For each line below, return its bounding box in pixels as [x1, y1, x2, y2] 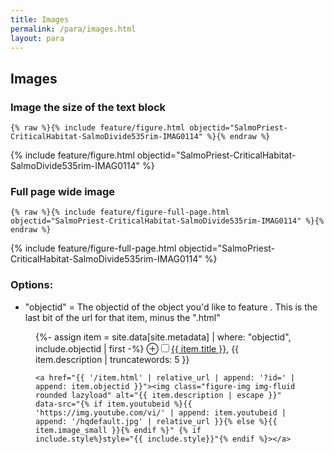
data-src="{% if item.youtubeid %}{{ [35, 399, 193, 409]
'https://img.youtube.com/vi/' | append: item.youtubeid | [35, 407, 287, 418]
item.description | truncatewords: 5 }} [35, 353, 190, 365]
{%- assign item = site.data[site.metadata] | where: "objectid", [35, 331, 292, 343]
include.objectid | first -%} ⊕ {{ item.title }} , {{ [35, 342, 240, 355]
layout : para [10, 33, 65, 43]
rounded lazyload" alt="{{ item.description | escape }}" [35, 390, 282, 400]
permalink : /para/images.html [10, 24, 137, 34]
